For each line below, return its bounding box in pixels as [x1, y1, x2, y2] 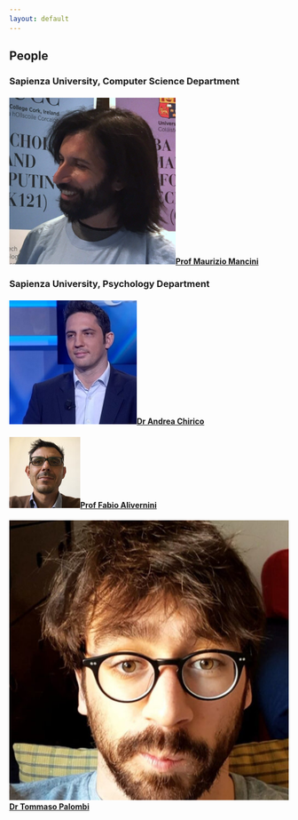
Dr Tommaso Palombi [9, 801, 90, 812]
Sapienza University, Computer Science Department [9, 75, 240, 87]
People [9, 49, 49, 64]
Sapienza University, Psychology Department [9, 278, 210, 291]
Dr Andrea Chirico [137, 416, 205, 426]
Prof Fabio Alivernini [80, 499, 157, 510]
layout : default [9, 14, 69, 23]
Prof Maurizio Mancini [176, 256, 259, 267]
